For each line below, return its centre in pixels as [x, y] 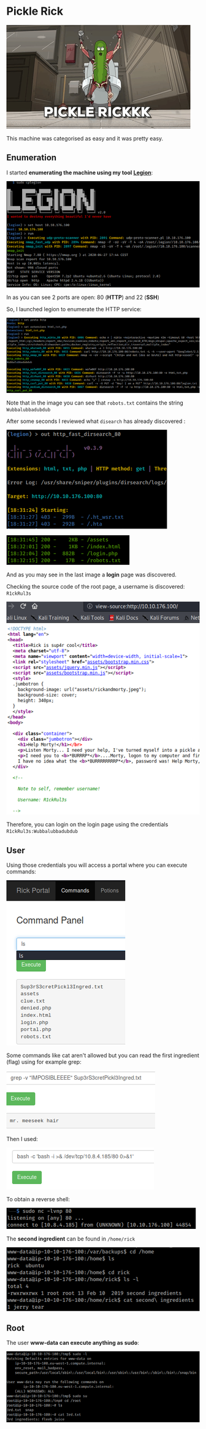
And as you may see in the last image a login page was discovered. [91, 575]
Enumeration [32, 158]
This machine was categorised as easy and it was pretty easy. [85, 138]
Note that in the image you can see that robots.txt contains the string [95, 403]
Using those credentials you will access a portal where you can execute [97, 865]
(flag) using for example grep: [44, 1062]
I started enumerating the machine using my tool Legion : [80, 172]
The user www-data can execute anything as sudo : [73, 1343]
